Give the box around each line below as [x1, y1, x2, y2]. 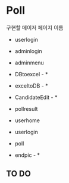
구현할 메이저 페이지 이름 [6, 24, 64, 31]
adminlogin [14, 47, 43, 54]
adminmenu [14, 59, 45, 66]
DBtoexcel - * [14, 70, 48, 77]
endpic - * [14, 151, 40, 159]
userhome [14, 117, 40, 124]
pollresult [14, 105, 38, 112]
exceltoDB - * [14, 82, 49, 89]
